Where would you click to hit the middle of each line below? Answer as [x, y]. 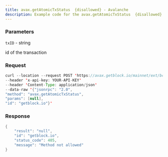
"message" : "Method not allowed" [49, 145]
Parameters [19, 32]
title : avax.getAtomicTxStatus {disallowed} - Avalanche [67, 10]
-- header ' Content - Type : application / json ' [51, 85]
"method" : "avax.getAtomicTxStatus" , [44, 94]
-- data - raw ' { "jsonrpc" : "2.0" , [39, 89]
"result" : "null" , [33, 131]
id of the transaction [26, 52]
